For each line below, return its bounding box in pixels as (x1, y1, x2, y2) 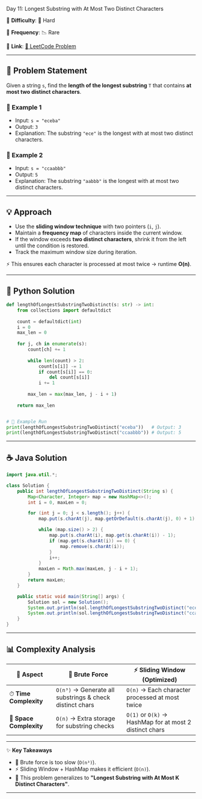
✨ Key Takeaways (6, 746, 52, 754)
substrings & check (56, 693, 111, 702)
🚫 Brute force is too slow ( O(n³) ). (14, 758, 96, 766)
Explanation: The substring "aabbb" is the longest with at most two (14, 177, 179, 185)
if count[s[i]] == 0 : (38, 369, 93, 375)
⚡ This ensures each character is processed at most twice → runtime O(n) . (6, 261, 191, 268)
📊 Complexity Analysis (6, 644, 96, 655)
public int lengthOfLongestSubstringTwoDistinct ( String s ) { (17, 488, 173, 494)
